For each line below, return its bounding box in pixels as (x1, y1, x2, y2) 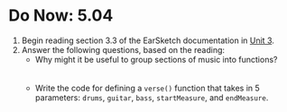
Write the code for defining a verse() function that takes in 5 (34, 82, 261, 93)
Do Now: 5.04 (8, 5, 114, 26)
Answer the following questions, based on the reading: (21, 44, 226, 55)
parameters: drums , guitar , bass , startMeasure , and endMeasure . (34, 91, 269, 103)
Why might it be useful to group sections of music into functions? (34, 54, 278, 65)
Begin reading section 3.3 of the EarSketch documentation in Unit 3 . (21, 35, 274, 46)
